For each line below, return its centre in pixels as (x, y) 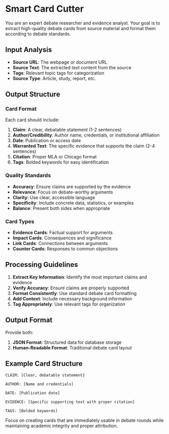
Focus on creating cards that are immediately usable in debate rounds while (84, 420)
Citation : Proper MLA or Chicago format (55, 157)
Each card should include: (32, 120)
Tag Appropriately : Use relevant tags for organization (69, 304)
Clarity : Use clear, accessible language (54, 197)
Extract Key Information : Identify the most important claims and (80, 277)
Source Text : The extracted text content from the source (72, 67)
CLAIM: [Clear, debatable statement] (45, 375)
